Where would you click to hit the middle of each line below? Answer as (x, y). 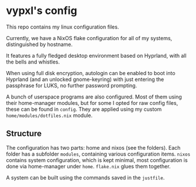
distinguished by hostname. (39, 44)
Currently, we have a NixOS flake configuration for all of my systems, (89, 38)
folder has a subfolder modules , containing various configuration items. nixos (98, 154)
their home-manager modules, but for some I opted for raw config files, (92, 103)
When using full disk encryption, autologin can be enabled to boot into (91, 73)
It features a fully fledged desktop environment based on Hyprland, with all (96, 55)
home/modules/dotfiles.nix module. (49, 115)
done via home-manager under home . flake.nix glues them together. (88, 166)
